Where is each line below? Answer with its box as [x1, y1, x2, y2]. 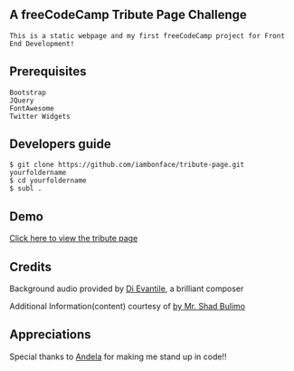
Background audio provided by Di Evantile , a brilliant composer [9, 283, 244, 294]
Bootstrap [9, 88, 47, 97]
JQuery [9, 95, 34, 105]
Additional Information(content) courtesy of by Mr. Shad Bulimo [9, 301, 246, 312]
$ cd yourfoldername [9, 176, 88, 185]
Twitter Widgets [9, 112, 71, 121]
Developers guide [9, 136, 111, 152]
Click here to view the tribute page [9, 233, 138, 244]
